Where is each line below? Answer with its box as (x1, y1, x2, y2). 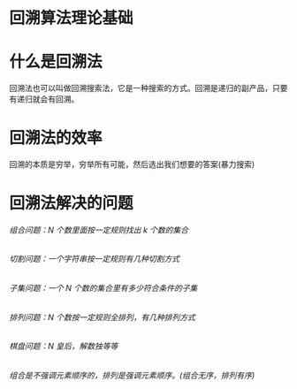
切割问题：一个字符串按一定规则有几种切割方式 (9, 254, 179, 264)
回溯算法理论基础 (9, 8, 134, 28)
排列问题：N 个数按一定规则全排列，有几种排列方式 (9, 311, 196, 323)
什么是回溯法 (9, 52, 103, 72)
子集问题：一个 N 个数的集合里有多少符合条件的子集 (9, 283, 198, 294)
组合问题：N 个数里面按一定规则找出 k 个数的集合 (9, 225, 189, 235)
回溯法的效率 (9, 128, 103, 149)
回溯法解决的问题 (9, 194, 134, 213)
